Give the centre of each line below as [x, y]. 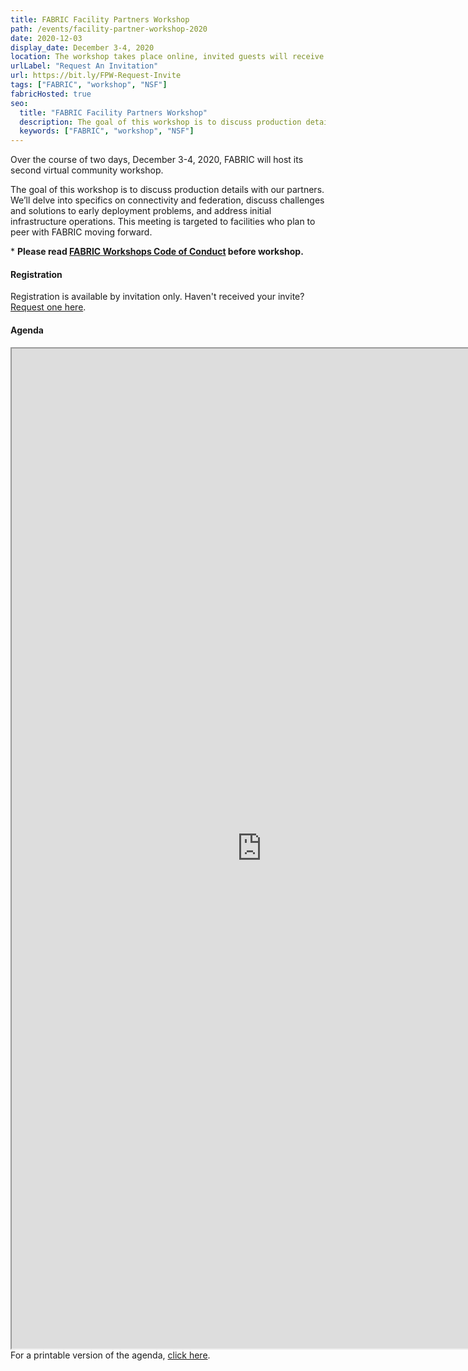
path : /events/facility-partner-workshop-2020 [109, 29]
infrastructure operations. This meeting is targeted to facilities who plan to [163, 222]
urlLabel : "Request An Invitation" [84, 66]
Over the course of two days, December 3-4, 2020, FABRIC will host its [157, 160]
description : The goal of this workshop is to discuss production [160, 122]
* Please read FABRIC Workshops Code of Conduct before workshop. [157, 252]
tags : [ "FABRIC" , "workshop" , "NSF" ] [89, 85]
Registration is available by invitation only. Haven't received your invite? [157, 297]
